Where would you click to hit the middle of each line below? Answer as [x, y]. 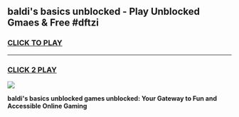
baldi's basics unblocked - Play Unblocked [104, 12]
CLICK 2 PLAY [32, 69]
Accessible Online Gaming [47, 106]
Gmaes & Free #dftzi [53, 23]
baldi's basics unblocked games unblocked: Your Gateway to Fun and [112, 98]
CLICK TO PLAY [35, 43]
